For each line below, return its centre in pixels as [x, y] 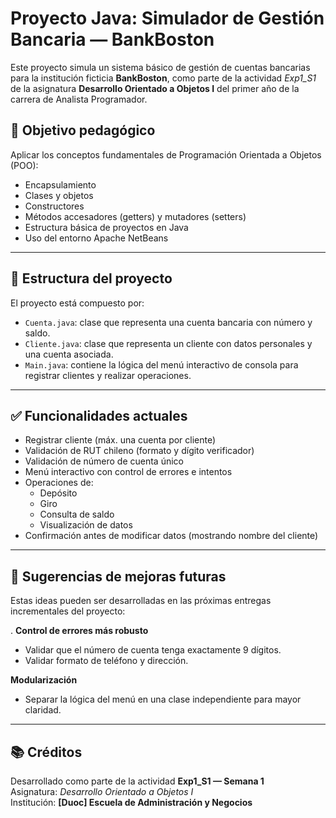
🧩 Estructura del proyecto [91, 278]
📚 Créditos [46, 752]
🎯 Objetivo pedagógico [83, 130]
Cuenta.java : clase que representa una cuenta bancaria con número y [168, 322]
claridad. [43, 710]
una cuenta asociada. [69, 354]
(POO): [24, 165]
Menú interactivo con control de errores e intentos [128, 472]
